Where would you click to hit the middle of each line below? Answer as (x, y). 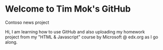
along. (11, 42)
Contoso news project (27, 22)
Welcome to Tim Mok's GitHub (68, 9)
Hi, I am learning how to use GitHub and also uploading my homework (75, 32)
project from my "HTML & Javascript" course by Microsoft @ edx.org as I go (81, 37)
